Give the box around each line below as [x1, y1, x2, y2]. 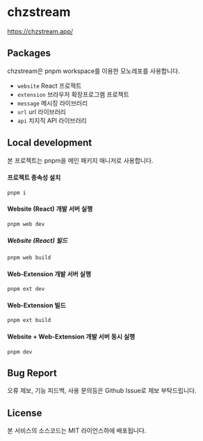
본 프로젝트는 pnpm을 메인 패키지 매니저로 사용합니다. [7, 156, 154, 164]
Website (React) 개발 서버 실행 [7, 205, 93, 213]
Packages [7, 47, 51, 59]
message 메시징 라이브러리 [17, 99, 88, 107]
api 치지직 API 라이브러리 [17, 116, 87, 125]
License [7, 407, 42, 419]
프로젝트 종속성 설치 [7, 173, 61, 182]
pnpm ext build [7, 317, 51, 324]
